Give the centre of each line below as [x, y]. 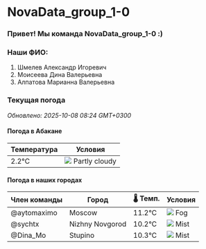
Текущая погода [36, 100]
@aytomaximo [34, 213]
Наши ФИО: [28, 53]
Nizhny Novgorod [98, 224]
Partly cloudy [95, 161]
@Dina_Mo [28, 235]
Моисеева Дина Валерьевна [60, 75]
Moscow [83, 213]
